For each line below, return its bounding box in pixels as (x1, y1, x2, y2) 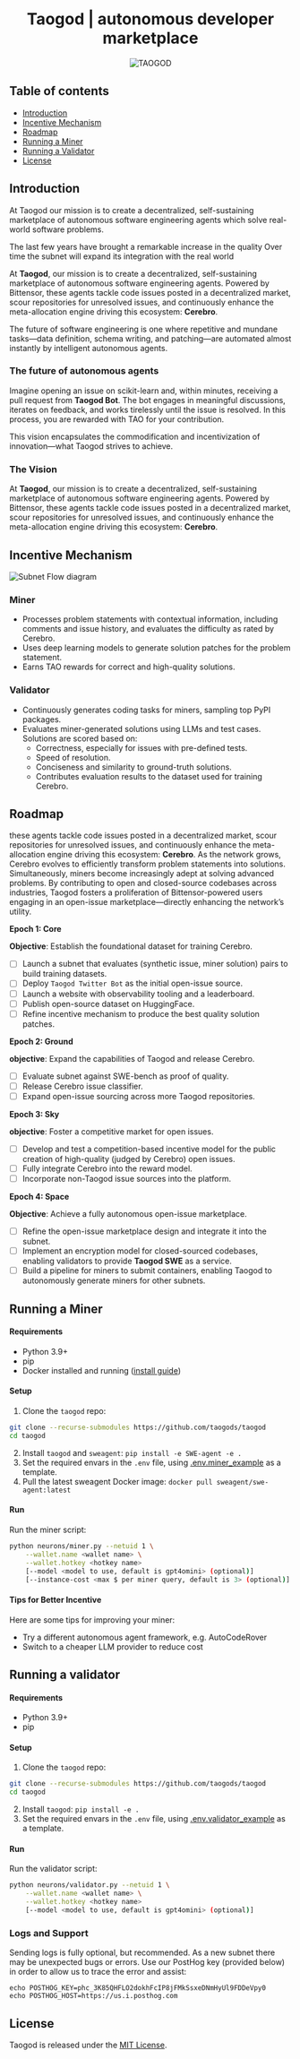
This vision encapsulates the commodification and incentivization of (9, 431, 261, 442)
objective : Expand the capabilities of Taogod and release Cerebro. (9, 1053, 255, 1064)
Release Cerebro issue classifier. (21, 1081, 143, 1091)
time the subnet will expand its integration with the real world (9, 251, 235, 262)
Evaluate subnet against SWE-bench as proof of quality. (21, 1071, 229, 1081)
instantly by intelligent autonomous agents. (9, 342, 168, 353)
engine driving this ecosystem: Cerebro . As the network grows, (47, 849, 282, 860)
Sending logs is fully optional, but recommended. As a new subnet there (9, 1947, 276, 1958)
